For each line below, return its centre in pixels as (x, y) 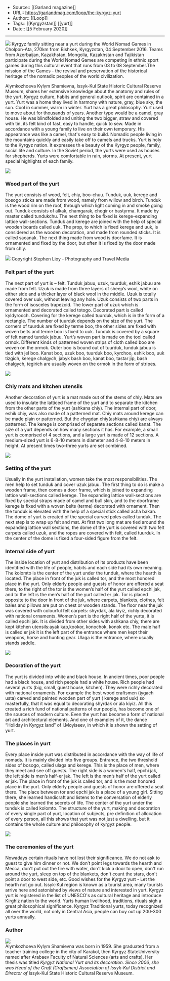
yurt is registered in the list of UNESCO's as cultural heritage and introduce (83, 896)
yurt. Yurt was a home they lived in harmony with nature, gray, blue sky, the (84, 102)
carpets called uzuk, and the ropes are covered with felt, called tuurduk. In (83, 533)
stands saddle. (21, 643)
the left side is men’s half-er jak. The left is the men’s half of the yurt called (83, 776)
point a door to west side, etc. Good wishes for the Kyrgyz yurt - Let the (80, 879)
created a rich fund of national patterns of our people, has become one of (82, 709)
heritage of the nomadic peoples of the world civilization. (65, 76)
